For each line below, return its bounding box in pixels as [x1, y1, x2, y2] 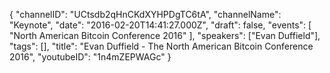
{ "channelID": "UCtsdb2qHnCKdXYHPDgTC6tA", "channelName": [9, 9, 282, 20]
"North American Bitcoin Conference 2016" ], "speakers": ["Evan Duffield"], [9, 30, 321, 41]
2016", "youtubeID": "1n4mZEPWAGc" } [9, 51, 172, 63]
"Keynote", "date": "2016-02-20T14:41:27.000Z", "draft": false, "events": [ [9, 19, 312, 31]
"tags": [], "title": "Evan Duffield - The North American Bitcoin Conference [9, 40, 314, 52]
